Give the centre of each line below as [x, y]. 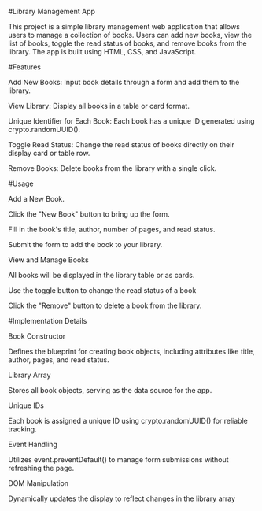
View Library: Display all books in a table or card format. [99, 106]
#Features [25, 67]
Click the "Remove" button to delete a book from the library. [105, 305]
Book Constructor [37, 336]
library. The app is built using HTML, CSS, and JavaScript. [102, 52]
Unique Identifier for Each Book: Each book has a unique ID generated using [131, 121]
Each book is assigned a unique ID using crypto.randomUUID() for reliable [128, 421]
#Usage [21, 183]
